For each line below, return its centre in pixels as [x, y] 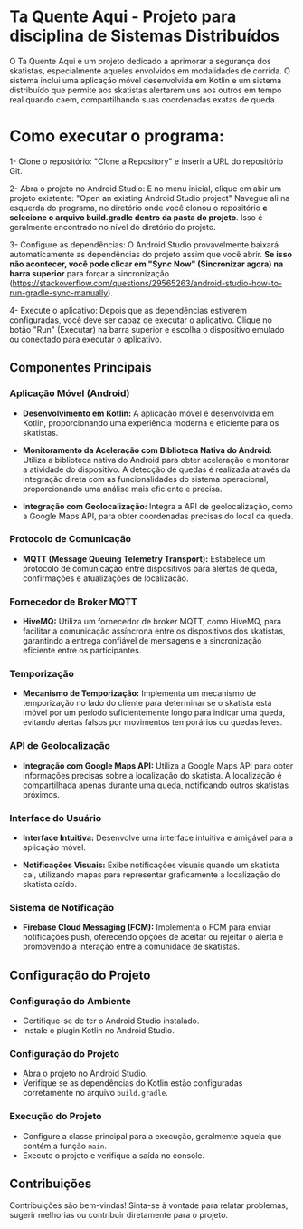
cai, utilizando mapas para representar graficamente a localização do [151, 875]
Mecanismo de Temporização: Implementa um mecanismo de [139, 693]
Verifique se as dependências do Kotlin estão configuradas [133, 1083]
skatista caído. [49, 885]
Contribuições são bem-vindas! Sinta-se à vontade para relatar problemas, [149, 1205]
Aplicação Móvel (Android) [70, 393]
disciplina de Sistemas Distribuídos [145, 36]
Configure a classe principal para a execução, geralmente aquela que [152, 1136]
